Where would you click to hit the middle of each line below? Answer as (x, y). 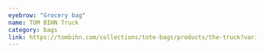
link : (17, 37)
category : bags (33, 30)
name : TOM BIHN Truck (44, 23)
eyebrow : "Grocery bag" (47, 15)
